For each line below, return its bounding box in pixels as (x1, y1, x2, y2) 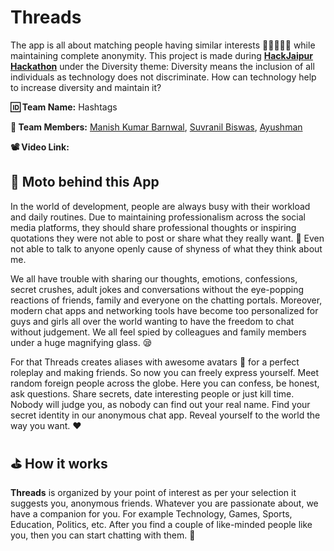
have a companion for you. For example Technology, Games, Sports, (10, 507, 293, 520)
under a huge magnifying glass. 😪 (10, 336, 153, 348)
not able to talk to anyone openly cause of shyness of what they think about (10, 242, 323, 255)
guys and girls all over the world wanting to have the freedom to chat (10, 315, 295, 327)
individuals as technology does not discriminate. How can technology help (10, 71, 317, 83)
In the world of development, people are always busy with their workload (10, 200, 311, 212)
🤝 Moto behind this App (10, 174, 160, 191)
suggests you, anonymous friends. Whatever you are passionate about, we (10, 497, 319, 509)
